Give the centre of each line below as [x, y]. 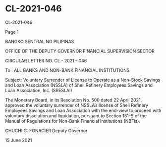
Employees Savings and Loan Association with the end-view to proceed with [83, 110]
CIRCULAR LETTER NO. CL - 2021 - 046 [46, 60]
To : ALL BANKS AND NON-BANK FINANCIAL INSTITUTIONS [67, 70]
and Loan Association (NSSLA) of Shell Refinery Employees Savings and [79, 85]
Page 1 [12, 32]
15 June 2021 [19, 140]
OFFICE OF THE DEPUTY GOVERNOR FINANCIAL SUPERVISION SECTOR [80, 51]
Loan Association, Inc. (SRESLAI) [39, 90]
